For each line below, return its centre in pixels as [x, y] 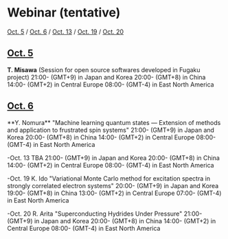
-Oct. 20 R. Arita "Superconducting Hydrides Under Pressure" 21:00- [105, 214]
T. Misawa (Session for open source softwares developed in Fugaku [104, 69]
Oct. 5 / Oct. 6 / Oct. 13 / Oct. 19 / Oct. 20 [66, 32]
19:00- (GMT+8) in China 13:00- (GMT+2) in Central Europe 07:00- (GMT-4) [114, 193]
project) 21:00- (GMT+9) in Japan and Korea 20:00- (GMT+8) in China [106, 77]
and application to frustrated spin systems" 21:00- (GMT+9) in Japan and [111, 130]
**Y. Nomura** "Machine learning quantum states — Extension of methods [114, 122]
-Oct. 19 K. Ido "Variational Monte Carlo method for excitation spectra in [109, 178]
